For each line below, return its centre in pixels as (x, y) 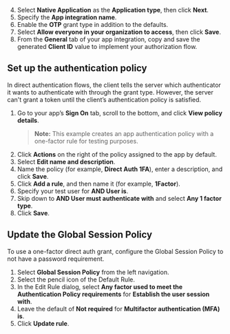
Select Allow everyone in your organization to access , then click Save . (119, 32)
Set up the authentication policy (77, 68)
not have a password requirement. (56, 259)
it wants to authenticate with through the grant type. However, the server (110, 92)
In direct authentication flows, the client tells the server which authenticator (114, 85)
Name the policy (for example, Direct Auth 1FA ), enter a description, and (120, 169)
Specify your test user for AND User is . (73, 191)
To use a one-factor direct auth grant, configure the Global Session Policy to (115, 251)
